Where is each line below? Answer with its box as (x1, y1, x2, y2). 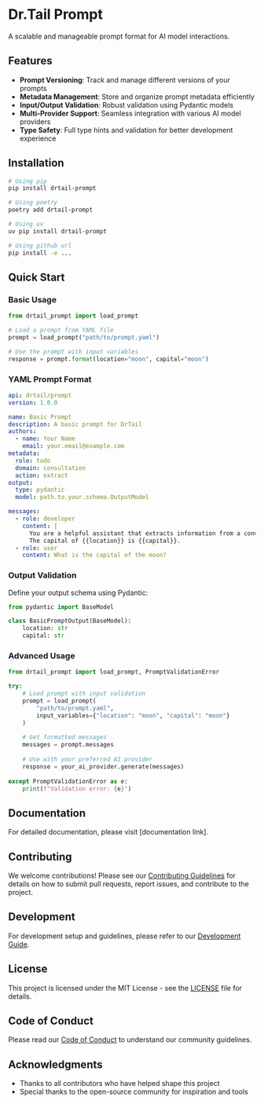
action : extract (15, 471, 68, 479)
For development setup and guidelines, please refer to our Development (8, 931, 241, 941)
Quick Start (8, 270, 65, 284)
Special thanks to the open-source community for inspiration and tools (19, 1087, 249, 1097)
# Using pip (8, 177, 47, 185)
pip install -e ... (8, 249, 72, 257)
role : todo (15, 457, 51, 464)
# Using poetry (8, 199, 58, 207)
